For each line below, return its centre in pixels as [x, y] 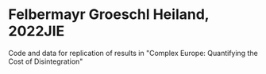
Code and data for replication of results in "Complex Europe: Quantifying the [133, 53]
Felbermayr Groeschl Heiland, [109, 15]
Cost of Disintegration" [46, 61]
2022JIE [37, 31]
